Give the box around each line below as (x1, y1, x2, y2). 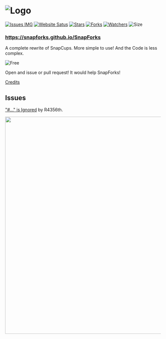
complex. (5, 50, 24, 57)
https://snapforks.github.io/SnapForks (5, 34, 101, 41)
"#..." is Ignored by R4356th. (5, 107, 63, 113)
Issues (5, 93, 26, 102)
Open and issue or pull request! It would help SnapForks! (5, 69, 121, 75)
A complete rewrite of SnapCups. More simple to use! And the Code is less (5, 45, 157, 51)
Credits (5, 79, 20, 85)
